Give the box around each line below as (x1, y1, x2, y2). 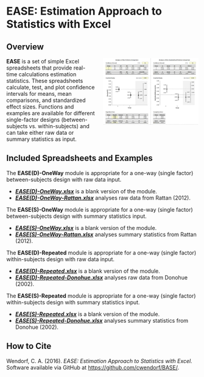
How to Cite (6, 341, 52, 351)
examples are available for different (6, 110, 96, 117)
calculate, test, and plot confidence (6, 84, 95, 91)
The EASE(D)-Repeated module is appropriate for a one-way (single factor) (6, 249, 197, 256)
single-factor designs (6, 116, 60, 123)
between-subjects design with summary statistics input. (6, 212, 147, 220)
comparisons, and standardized (6, 96, 86, 104)
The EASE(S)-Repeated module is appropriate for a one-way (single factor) (6, 292, 196, 300)
